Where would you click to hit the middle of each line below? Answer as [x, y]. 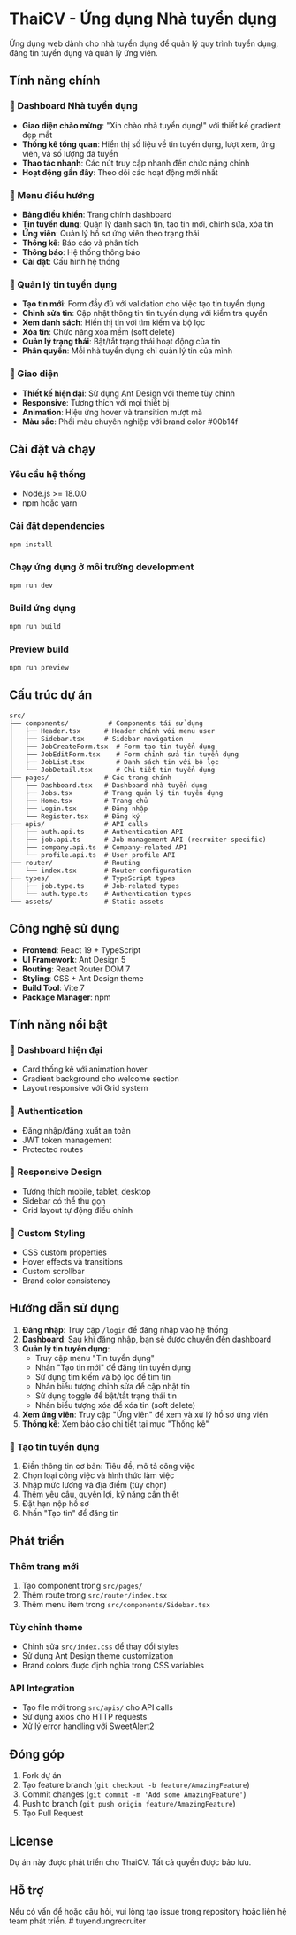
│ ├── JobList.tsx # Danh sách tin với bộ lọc [114, 762]
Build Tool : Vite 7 [53, 987]
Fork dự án [42, 1776]
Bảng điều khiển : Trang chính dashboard [97, 214]
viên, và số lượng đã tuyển [70, 153]
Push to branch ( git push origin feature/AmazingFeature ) [129, 1804]
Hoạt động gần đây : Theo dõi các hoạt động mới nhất [120, 172]
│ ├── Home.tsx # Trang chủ [79, 801]
